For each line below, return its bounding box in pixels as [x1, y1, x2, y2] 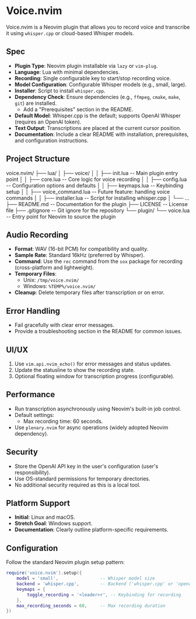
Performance [6, 389, 55, 399]
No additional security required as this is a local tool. [14, 481, 141, 488]
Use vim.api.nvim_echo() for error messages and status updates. [14, 360, 172, 367]
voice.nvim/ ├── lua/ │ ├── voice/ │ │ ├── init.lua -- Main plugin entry [6, 169, 178, 176]
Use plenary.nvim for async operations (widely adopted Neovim [14, 423, 169, 431]
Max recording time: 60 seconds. [23, 418, 103, 425]
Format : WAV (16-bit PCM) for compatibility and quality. [14, 245, 149, 252]
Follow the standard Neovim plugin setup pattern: [6, 559, 125, 566]
